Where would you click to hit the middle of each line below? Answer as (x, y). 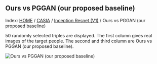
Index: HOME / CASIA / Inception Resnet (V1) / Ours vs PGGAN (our (75, 20)
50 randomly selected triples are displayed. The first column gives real (79, 35)
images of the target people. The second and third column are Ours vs (79, 41)
